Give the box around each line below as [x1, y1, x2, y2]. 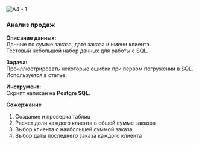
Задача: [6, 59, 28, 66]
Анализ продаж [6, 20, 55, 29]
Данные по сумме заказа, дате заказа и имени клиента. [6, 41, 151, 48]
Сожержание [6, 101, 42, 108]
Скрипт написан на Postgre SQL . [6, 90, 90, 97]
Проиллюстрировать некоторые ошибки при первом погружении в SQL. [6, 65, 194, 72]
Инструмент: [6, 83, 42, 90]
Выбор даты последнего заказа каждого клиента [14, 132, 142, 140]
